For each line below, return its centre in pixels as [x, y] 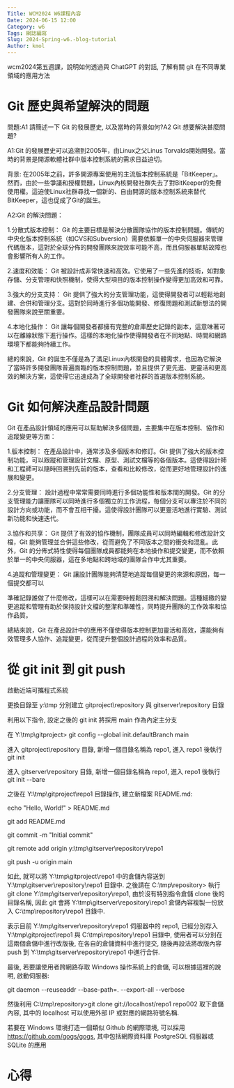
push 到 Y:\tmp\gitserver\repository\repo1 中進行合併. [84, 952]
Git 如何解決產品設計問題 [78, 407]
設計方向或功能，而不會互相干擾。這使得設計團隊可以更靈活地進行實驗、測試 [117, 509]
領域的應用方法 [29, 75]
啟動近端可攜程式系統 [38, 690]
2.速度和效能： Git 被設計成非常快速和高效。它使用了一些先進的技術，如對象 [116, 271]
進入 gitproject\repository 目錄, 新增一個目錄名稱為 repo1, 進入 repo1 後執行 [115, 749]
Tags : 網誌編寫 [27, 33]
